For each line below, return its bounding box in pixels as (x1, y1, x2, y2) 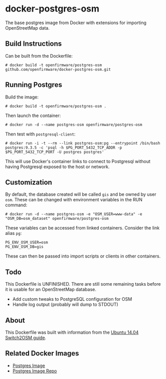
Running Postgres (5, 81, 63, 89)
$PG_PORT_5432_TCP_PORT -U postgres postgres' (5, 149, 104, 155)
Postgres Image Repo (12, 367, 57, 374)
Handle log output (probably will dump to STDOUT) (12, 302, 119, 308)
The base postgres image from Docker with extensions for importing (5, 20, 147, 26)
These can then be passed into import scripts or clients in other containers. (5, 253, 161, 259)
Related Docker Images (5, 349, 79, 358)
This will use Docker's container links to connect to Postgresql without (5, 158, 150, 164)
